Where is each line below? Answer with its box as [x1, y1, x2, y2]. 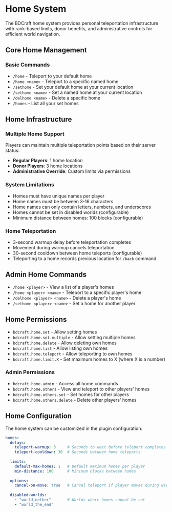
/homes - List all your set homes [12, 100, 79, 106]
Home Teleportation [5, 227, 56, 234]
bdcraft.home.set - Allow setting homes [12, 329, 97, 335]
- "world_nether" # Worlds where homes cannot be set [14, 497, 145, 503]
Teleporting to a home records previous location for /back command [12, 255, 157, 262]
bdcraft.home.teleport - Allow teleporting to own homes [12, 350, 133, 357]
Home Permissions [5, 315, 67, 324]
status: [5, 147, 20, 154]
